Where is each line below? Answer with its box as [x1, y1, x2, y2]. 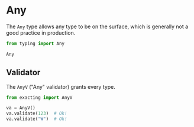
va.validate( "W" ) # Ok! [6, 116, 67, 122]
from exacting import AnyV [6, 95, 73, 101]
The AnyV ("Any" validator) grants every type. [6, 83, 115, 90]
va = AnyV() [6, 105, 35, 111]
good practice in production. [6, 29, 76, 36]
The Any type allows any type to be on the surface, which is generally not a [6, 23, 189, 30]
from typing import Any [6, 41, 65, 46]
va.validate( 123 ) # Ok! [6, 111, 67, 116]
